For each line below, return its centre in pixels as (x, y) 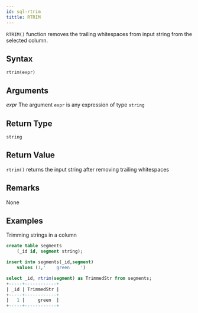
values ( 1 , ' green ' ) (51, 267)
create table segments (34, 246)
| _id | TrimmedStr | (33, 289)
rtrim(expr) (21, 72)
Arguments (27, 90)
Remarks (23, 188)
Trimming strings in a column (41, 235)
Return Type (29, 123)
